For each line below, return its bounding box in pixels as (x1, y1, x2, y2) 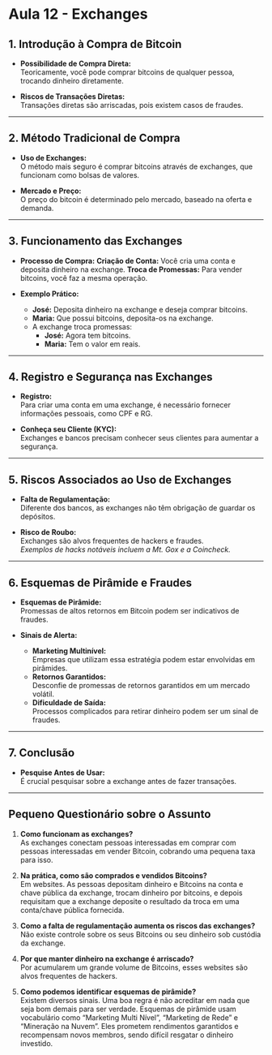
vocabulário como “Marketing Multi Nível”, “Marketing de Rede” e (19, 1012, 239, 1023)
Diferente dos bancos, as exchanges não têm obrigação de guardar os (19, 503, 256, 513)
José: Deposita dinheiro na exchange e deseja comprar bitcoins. (32, 304, 249, 314)
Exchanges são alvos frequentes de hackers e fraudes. (19, 536, 204, 546)
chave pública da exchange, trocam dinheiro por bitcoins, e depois (19, 888, 243, 898)
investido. (19, 1038, 53, 1048)
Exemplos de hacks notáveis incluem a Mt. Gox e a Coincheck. (19, 545, 231, 554)
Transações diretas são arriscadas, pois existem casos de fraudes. (19, 101, 244, 110)
